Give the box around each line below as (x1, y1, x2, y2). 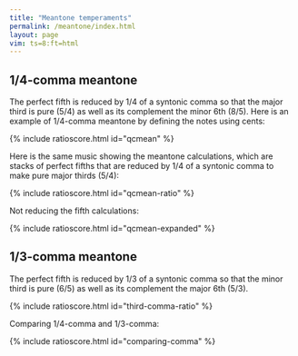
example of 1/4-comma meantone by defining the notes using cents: (9, 115, 265, 127)
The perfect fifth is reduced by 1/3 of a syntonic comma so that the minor (9, 273, 283, 284)
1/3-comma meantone (9, 249, 138, 264)
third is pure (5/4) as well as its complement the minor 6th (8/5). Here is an (9, 106, 289, 117)
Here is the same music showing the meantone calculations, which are (9, 151, 273, 162)
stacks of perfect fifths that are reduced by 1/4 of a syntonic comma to (9, 161, 274, 172)
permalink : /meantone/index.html (9, 22, 136, 31)
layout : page (9, 30, 59, 39)
